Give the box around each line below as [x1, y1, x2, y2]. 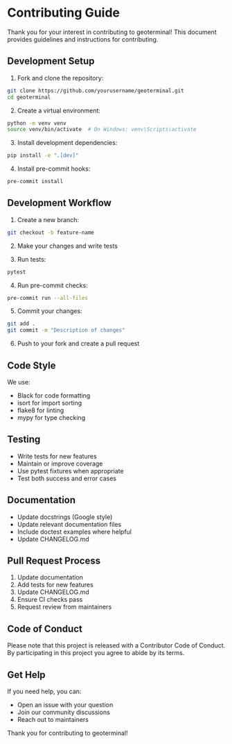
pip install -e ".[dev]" [7, 152, 79, 159]
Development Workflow [7, 197, 112, 209]
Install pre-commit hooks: [17, 164, 91, 173]
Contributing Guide [7, 5, 120, 21]
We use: [7, 378, 31, 386]
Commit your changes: [17, 307, 82, 315]
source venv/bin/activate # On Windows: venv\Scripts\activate [7, 126, 197, 133]
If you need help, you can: [7, 687, 82, 695]
